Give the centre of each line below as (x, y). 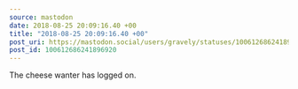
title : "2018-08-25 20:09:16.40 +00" (79, 33)
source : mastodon (41, 17)
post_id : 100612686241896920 (63, 50)
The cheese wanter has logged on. (73, 75)
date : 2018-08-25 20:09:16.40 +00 (73, 26)
